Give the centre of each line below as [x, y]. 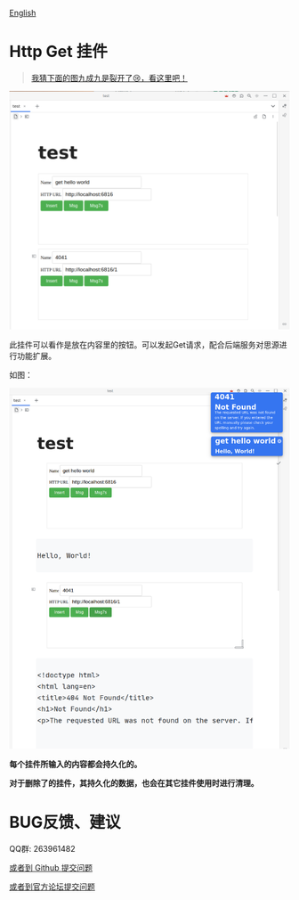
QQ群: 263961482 [42, 848]
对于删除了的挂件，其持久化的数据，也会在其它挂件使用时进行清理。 [134, 782]
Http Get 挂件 [59, 52]
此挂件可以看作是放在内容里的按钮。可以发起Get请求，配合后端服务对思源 [145, 345]
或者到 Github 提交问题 [51, 867]
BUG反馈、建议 [65, 822]
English [23, 13]
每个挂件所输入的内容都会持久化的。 [76, 764]
